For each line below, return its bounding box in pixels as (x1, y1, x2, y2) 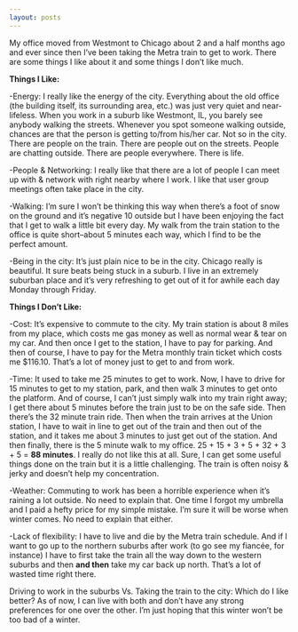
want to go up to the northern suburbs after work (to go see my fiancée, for (9, 540, 285, 551)
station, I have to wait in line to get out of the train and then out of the (9, 420, 263, 431)
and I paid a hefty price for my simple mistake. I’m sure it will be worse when (9, 504, 289, 515)
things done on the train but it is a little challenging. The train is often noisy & (9, 459, 289, 469)
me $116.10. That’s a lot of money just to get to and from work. (9, 356, 235, 367)
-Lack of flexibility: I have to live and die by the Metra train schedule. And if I (9, 531, 288, 541)
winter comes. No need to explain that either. (9, 513, 174, 524)
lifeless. (9, 109, 38, 120)
